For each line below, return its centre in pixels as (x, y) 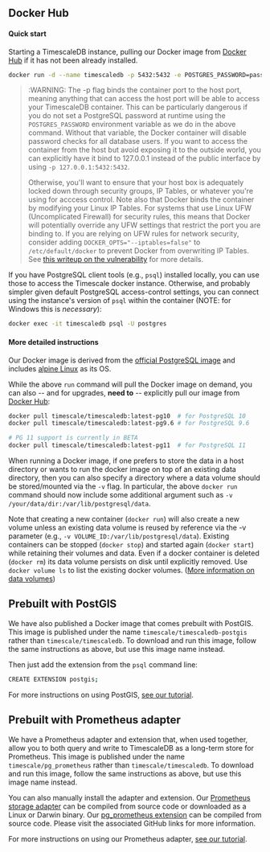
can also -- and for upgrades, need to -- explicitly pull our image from (124, 392)
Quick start (27, 33)
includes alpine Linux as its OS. (60, 368)
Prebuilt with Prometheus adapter (94, 720)
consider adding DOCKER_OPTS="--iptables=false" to (114, 242)
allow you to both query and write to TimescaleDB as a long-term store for (131, 748)
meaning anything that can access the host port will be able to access (144, 99)
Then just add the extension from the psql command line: (103, 664)
